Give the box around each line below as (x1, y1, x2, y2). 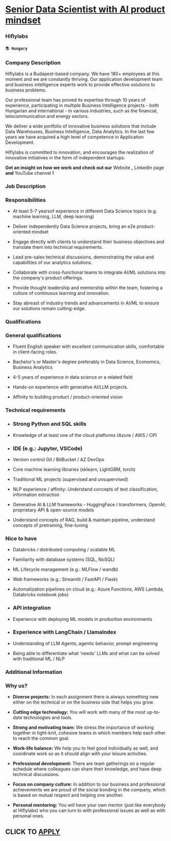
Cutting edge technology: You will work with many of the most (12, 709, 146, 715)
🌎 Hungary (5, 46, 28, 51)
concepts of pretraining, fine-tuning (12, 522, 88, 528)
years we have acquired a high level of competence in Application (5, 134, 144, 140)
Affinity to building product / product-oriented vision (12, 394, 123, 400)
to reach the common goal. (12, 735, 70, 741)
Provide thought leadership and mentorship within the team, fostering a (12, 285, 163, 291)
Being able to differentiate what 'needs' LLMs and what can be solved (12, 650, 160, 656)
